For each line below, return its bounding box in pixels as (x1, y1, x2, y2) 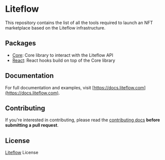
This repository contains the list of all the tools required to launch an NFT (5, 20, 153, 26)
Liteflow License (5, 150, 38, 156)
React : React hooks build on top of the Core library (12, 57, 116, 63)
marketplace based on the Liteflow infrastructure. (5, 25, 106, 30)
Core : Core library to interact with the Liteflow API (12, 52, 113, 58)
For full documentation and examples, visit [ (5, 84, 94, 90)
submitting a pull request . (5, 122, 59, 128)
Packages (5, 39, 36, 48)
